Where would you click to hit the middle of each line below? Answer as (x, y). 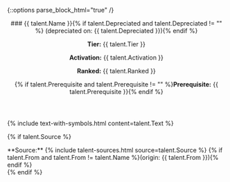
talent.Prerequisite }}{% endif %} (116, 92)
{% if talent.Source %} (39, 137)
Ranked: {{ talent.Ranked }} (116, 71)
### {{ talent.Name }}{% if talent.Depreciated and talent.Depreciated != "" (116, 23)
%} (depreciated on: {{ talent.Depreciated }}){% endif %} (116, 31)
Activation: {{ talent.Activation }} (116, 57)
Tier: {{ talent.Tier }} (116, 44)
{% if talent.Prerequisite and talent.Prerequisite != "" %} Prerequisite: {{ (116, 84)
